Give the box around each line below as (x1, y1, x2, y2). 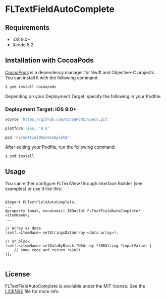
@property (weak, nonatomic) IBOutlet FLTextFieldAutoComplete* (5, 208, 141, 213)
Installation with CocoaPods (5, 56, 94, 65)
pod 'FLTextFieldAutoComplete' (5, 135, 70, 140)
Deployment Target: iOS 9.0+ (5, 105, 77, 112)
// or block (5, 239, 30, 244)
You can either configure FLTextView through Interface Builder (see (5, 181, 143, 187)
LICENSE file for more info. (5, 289, 60, 295)
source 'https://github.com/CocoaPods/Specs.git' (5, 117, 110, 122)
